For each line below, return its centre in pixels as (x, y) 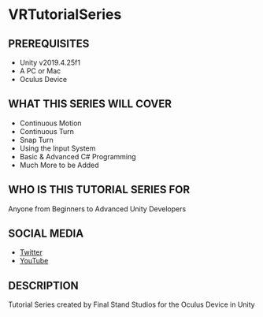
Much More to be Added (59, 165)
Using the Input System (57, 148)
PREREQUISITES (49, 44)
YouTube (34, 261)
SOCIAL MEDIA (46, 234)
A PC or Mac (40, 71)
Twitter (31, 252)
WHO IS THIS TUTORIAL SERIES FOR (99, 190)
